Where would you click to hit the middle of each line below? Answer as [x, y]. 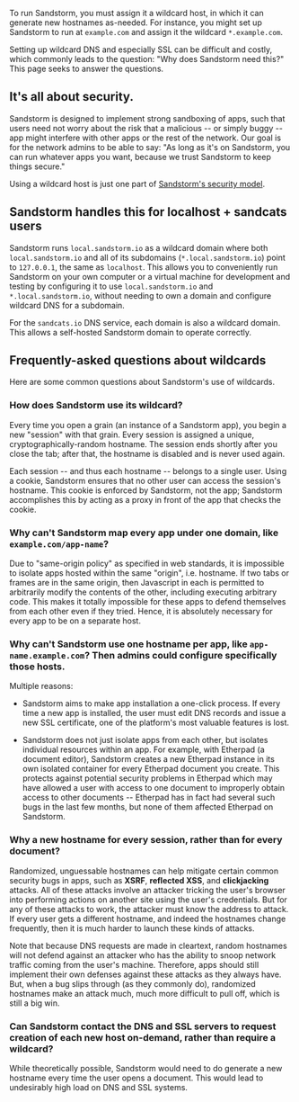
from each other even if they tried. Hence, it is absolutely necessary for [141, 612]
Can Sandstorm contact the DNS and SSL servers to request [143, 1026]
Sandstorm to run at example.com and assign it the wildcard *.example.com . [146, 32]
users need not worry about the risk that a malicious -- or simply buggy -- [146, 128]
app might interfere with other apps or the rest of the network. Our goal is [145, 138]
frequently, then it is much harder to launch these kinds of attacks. [132, 928]
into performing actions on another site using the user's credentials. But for [148, 900]
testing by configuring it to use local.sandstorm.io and [111, 286]
